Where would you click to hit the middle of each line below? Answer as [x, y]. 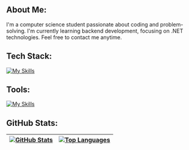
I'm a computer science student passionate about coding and [82, 24]
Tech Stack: [29, 56]
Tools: [18, 90]
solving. [16, 31]
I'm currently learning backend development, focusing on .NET [105, 31]
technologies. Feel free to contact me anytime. [64, 37]
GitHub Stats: [32, 123]
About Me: [27, 10]
